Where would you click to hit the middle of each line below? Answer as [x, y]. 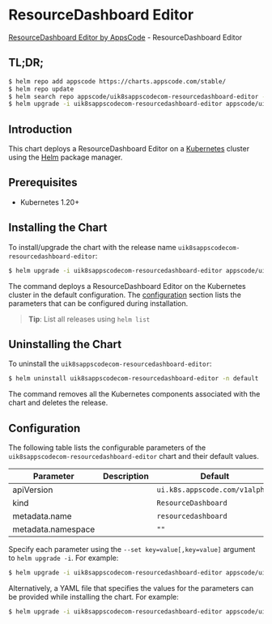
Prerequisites [43, 183]
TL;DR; [26, 63]
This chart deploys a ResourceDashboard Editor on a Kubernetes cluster [129, 149]
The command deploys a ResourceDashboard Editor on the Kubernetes [127, 286]
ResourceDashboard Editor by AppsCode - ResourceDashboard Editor [125, 37]
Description [126, 477]
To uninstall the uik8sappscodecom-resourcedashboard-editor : [110, 364]
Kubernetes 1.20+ [49, 202]
